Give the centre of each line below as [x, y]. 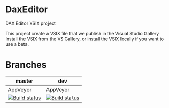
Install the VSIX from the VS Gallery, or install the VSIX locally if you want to [85, 39]
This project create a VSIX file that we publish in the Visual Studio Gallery [82, 33]
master [25, 81]
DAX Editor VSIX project [31, 23]
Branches [26, 65]
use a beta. [17, 44]
